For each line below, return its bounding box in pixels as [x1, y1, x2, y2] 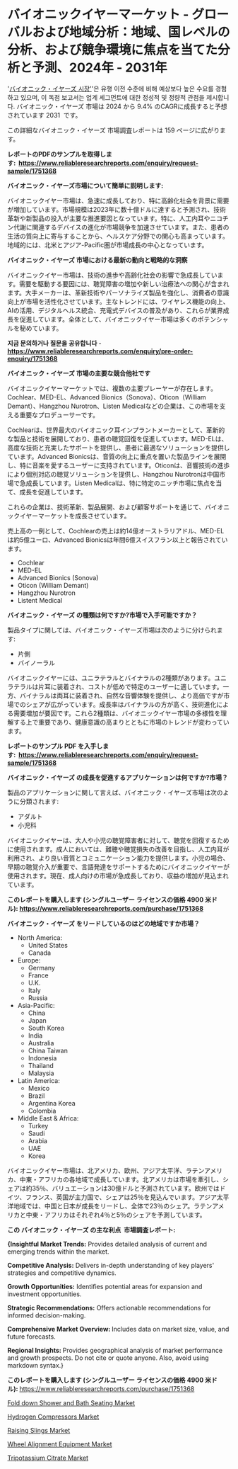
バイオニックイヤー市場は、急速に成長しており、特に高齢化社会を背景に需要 [7, 196, 230, 205]
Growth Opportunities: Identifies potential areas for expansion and [7, 1282, 203, 1291]
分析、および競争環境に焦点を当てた [7, 42, 218, 58]
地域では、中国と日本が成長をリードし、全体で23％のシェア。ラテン [13, 1201, 213, 1210]
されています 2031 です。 [7, 110, 82, 119]
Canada [28, 948, 52, 957]
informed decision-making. [7, 1311, 86, 1320]
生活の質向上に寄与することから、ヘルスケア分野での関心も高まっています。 [7, 232, 230, 240]
